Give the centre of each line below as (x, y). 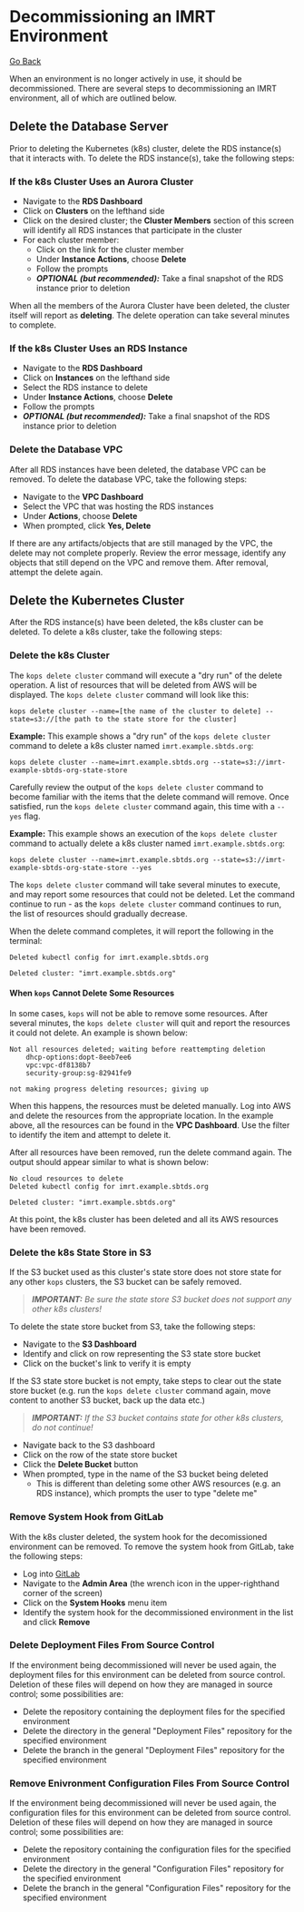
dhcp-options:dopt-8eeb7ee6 (78, 1057)
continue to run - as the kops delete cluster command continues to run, (146, 904)
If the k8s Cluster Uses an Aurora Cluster (102, 181)
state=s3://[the (40, 719)
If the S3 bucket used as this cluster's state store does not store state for (146, 1272)
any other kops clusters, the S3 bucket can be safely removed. (126, 1282)
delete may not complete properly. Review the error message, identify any (148, 553)
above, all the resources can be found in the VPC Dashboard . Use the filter (150, 1125)
